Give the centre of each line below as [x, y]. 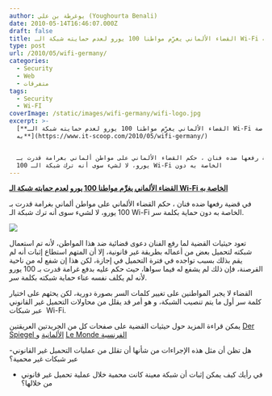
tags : [18, 91]
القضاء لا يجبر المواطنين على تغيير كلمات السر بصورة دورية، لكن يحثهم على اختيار [131, 293]
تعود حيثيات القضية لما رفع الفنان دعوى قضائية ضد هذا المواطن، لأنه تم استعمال [128, 243]
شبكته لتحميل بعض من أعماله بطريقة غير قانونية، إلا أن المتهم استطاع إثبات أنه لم [131, 252]
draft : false [31, 31]
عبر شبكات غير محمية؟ [44, 359]
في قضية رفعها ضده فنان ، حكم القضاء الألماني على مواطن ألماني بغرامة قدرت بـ [130, 204]
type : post [27, 46]
